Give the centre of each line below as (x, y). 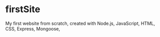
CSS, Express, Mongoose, (33, 28)
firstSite (23, 9)
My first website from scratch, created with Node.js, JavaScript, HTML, (80, 23)
